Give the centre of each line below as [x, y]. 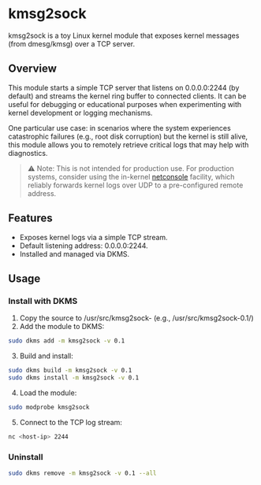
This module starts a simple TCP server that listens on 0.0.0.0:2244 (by [124, 87]
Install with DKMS [43, 301]
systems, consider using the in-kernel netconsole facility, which [131, 176]
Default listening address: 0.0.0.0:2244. [84, 246]
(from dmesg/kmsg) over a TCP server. [72, 43]
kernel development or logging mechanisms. [80, 113]
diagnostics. [28, 153]
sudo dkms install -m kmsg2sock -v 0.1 [74, 378]
